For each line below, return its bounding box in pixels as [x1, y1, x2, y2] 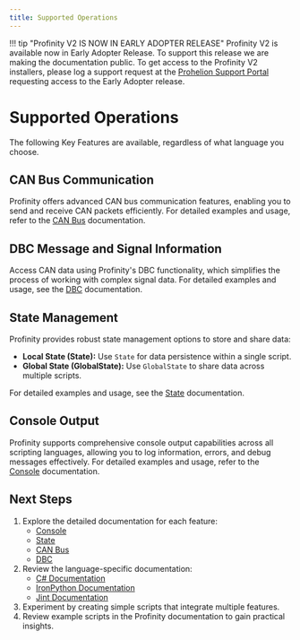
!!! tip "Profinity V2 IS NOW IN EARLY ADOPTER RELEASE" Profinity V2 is [9, 38, 279, 48]
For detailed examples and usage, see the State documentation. [9, 387, 244, 398]
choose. [9, 146, 39, 157]
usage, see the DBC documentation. [9, 284, 143, 295]
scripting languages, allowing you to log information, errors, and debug [9, 446, 271, 457]
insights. [21, 620, 54, 631]
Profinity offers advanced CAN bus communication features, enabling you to [9, 196, 291, 207]
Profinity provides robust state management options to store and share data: [9, 333, 291, 344]
